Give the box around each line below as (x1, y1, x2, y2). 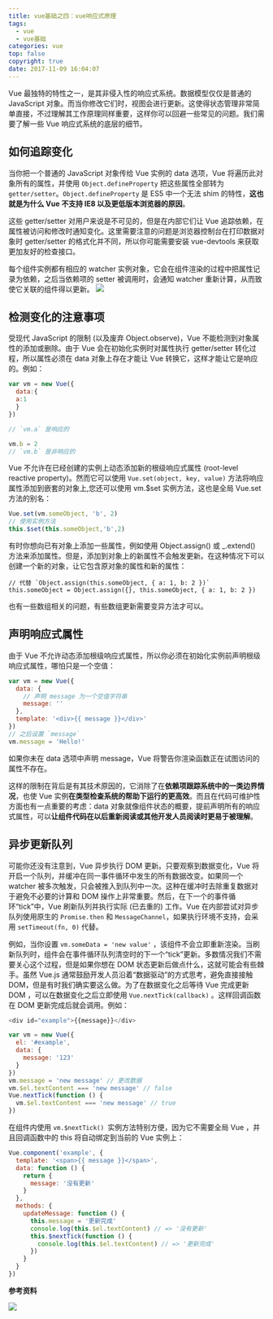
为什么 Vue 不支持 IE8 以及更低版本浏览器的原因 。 (22, 199, 190, 208)
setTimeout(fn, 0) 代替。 (17, 922, 103, 931)
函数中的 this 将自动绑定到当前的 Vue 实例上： (29, 1133, 184, 1142)
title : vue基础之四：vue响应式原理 (8, 11, 116, 20)
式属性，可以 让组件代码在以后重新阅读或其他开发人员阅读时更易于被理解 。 (8, 811, 258, 821)
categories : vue (8, 42, 63, 50)
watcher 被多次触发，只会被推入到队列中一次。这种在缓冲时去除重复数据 (8, 881, 252, 891)
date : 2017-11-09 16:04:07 (8, 65, 100, 73)
